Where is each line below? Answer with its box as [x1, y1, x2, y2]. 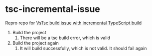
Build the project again [12, 40, 59, 46]
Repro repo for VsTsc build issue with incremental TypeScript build [5, 20, 142, 26]
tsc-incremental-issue [5, 3, 101, 15]
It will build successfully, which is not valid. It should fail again [19, 45, 147, 51]
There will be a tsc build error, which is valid [19, 35, 111, 41]
